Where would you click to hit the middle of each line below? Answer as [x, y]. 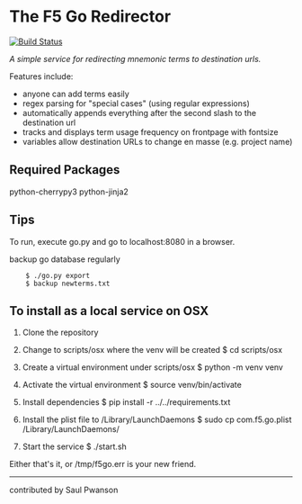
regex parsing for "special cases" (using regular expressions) [136, 103]
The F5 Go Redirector [90, 17]
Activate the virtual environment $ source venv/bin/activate [132, 385]
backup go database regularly [65, 259]
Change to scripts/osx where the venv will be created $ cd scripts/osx [152, 350]
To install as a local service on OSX [109, 311]
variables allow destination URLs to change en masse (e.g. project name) [157, 141]
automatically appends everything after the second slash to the [139, 112]
